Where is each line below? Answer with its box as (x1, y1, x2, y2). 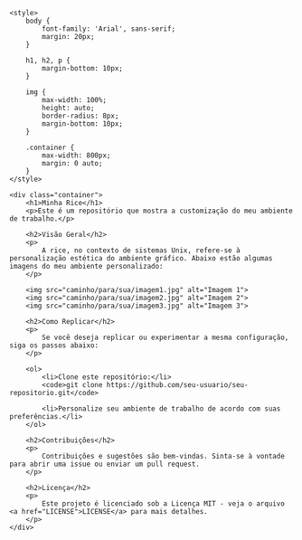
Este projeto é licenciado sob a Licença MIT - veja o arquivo (42, 499, 285, 508)
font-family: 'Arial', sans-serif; (42, 24, 176, 33)
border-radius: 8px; (42, 111, 119, 120)
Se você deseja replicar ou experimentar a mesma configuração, (42, 333, 289, 342)
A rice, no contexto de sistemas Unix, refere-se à (42, 246, 241, 255)
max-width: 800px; (42, 151, 111, 160)
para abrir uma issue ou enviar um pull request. (9, 459, 201, 469)
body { (25, 16, 51, 25)
